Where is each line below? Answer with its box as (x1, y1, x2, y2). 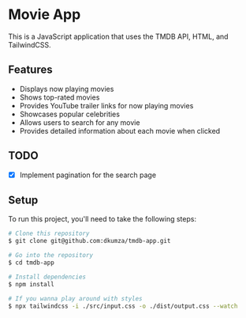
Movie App (8, 6, 81, 24)
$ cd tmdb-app (8, 259, 55, 267)
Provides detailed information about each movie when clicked (19, 126, 221, 135)
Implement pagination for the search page (19, 170, 156, 180)
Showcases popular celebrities (19, 109, 121, 119)
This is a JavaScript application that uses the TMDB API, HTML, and (8, 32, 229, 41)
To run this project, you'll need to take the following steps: (8, 214, 197, 224)
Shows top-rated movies (19, 93, 100, 102)
